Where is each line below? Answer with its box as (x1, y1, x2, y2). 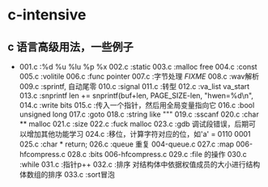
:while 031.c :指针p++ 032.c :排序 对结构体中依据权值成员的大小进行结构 (19, 159, 261, 169)
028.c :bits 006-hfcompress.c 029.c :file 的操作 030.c (67, 150, 248, 159)
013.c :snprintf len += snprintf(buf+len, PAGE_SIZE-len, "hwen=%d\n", (19, 91, 254, 100)
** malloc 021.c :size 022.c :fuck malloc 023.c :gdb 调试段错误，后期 (19, 119, 249, 129)
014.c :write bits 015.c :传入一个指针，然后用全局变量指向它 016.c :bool (19, 100, 255, 110)
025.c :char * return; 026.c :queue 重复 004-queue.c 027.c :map (19, 139, 235, 149)
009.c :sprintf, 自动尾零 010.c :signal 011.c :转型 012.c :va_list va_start (19, 82, 250, 91)
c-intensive (7, 6, 87, 24)
